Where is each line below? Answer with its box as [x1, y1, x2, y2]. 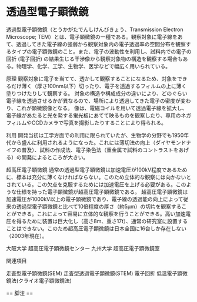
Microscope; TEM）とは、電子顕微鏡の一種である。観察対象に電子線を [6, 33, 178, 40]
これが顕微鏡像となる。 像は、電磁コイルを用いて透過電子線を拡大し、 [16, 104, 188, 112]
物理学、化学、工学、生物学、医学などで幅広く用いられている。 [16, 62, 171, 69]
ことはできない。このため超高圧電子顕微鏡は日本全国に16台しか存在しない [6, 224, 187, 232]
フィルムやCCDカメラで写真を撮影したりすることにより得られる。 [6, 119, 166, 126]
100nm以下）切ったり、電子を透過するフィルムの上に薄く [46, 82, 187, 89]
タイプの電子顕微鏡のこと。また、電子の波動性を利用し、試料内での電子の [11, 48, 192, 55]
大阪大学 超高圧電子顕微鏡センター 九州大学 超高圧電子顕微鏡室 [6, 244, 160, 251]
